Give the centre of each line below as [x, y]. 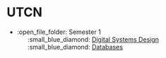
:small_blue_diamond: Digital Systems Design [93, 39]
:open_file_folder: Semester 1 [59, 32]
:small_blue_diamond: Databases [75, 47]
